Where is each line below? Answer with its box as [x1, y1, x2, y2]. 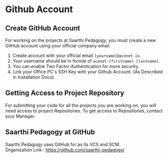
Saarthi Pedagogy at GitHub [5, 128, 95, 137]
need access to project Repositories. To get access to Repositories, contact [5, 108, 163, 114]
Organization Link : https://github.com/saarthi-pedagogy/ [5, 146, 125, 153]
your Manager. [5, 113, 36, 119]
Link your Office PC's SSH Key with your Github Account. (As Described [12, 69, 163, 75]
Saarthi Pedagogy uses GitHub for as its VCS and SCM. [5, 141, 120, 147]
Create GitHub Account [5, 24, 80, 33]
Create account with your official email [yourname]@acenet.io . [12, 52, 141, 58]
